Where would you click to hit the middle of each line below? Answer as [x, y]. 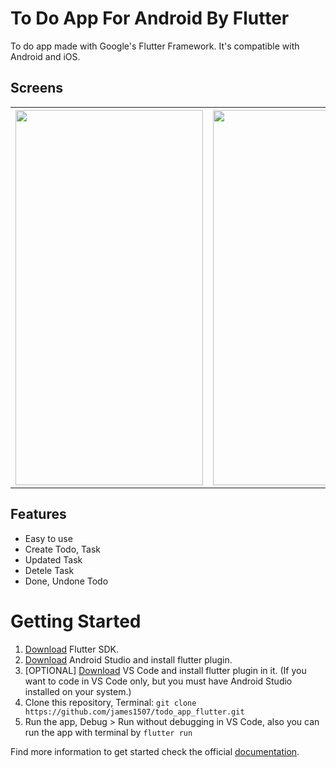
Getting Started [76, 621]
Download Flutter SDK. [71, 649]
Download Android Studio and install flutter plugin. [128, 659]
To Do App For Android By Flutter [150, 18]
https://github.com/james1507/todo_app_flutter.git [134, 712]
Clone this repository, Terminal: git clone [110, 702]
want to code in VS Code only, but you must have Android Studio [158, 681]
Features [38, 514]
